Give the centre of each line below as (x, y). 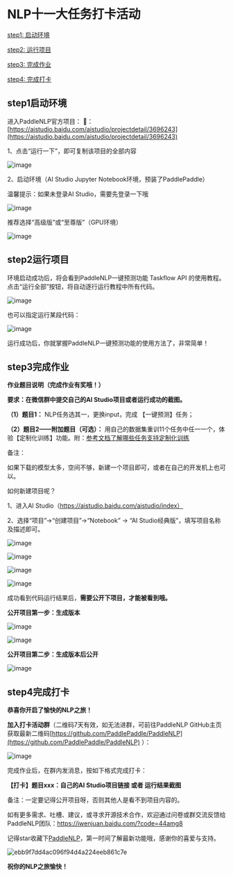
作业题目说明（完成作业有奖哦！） (56, 385)
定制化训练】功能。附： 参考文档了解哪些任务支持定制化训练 (104, 438)
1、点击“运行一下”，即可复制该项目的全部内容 (72, 151)
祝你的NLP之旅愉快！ (37, 867)
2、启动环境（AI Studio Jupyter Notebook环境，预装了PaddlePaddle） (108, 179)
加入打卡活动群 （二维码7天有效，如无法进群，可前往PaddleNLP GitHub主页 (114, 725)
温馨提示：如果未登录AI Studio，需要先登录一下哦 (78, 194)
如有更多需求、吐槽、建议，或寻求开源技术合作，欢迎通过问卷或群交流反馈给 (116, 815)
